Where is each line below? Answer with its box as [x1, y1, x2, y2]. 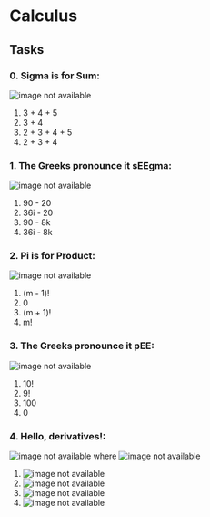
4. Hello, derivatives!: [9, 429, 106, 442]
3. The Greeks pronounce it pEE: [9, 339, 155, 352]
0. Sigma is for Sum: [9, 69, 100, 82]
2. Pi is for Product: [9, 250, 95, 263]
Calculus [9, 5, 78, 26]
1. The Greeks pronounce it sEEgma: [9, 159, 173, 171]
